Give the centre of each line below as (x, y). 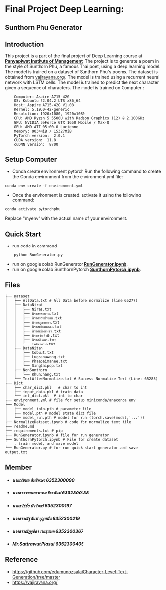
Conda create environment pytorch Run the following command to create (86, 171)
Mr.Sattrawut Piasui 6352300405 (48, 544)
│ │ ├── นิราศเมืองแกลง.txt (33, 327)
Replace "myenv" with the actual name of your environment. (66, 218)
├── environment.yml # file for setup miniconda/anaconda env (70, 400)
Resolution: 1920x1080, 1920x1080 (49, 114)
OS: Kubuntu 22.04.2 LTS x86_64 (47, 101)
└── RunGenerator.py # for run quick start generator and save (72, 448)
